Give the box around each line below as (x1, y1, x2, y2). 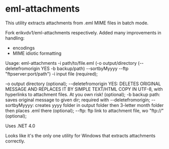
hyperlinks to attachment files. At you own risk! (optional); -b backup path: (5, 91, 160, 97)
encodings (12, 45, 35, 51)
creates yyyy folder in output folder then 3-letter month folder (35, 102, 164, 108)
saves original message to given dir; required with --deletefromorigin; (5, 97, 150, 103)
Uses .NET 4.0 (5, 123, 35, 129)
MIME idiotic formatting (12, 50, 62, 56)
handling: (5, 35, 25, 41)
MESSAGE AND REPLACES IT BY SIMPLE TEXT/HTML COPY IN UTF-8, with (5, 86, 163, 92)
